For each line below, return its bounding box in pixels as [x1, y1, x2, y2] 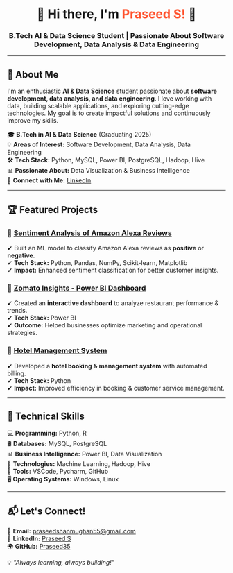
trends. [7, 307, 28, 315]
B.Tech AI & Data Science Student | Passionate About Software [8, 31, 225, 41]
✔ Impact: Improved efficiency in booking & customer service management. [7, 384, 225, 392]
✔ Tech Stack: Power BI [7, 314, 76, 322]
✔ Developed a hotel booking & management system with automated [7, 361, 207, 370]
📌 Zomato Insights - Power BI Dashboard [7, 283, 146, 293]
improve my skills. [7, 117, 59, 125]
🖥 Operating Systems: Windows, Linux [7, 475, 119, 484]
